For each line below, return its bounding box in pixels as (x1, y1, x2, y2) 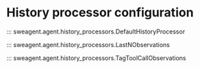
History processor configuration (6, 5, 194, 20)
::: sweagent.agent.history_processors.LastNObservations (6, 40, 171, 49)
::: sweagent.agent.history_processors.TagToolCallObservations (6, 53, 186, 62)
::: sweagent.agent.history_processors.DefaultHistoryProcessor (6, 27, 186, 36)
